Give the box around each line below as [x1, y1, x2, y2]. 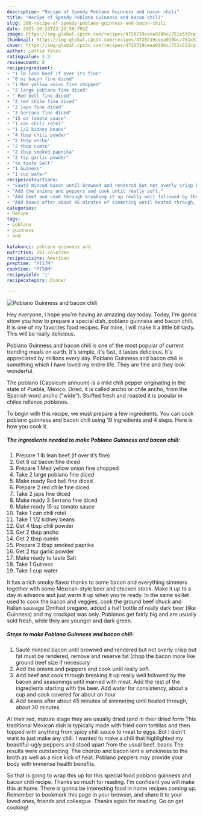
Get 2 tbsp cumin [15, 534, 59, 542]
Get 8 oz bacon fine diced [15, 458, 81, 465]
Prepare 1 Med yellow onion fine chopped [15, 465, 119, 472]
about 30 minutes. [15, 703, 61, 711]
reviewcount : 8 [7, 59, 45, 65]
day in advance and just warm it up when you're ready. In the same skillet [7, 591, 189, 598]
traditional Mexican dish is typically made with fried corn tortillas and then [7, 721, 190, 729]
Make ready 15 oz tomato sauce [15, 502, 95, 510]
